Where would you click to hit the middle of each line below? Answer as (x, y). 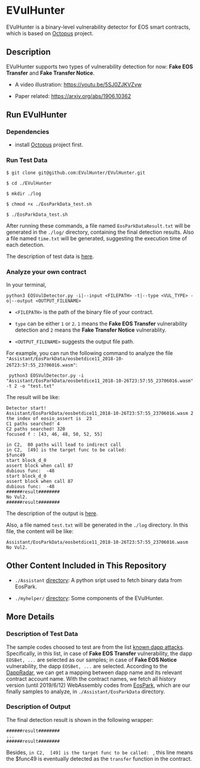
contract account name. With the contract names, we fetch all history (91, 678)
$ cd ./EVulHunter (29, 183)
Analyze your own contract (46, 271)
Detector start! (26, 408)
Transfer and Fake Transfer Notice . (50, 73)
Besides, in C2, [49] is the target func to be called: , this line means (100, 752)
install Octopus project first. (49, 145)
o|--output (20, 301)
